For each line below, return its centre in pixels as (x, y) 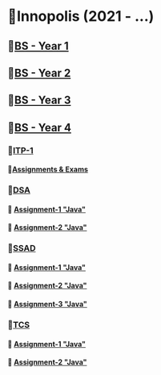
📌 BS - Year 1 (38, 46)
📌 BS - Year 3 (39, 101)
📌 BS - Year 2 (39, 73)
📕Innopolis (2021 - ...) (81, 16)
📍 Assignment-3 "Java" (47, 304)
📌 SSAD (22, 248)
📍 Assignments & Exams (48, 169)
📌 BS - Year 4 (39, 127)
